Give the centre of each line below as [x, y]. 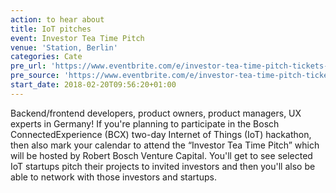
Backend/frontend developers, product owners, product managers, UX [156, 113]
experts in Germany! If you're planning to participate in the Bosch [145, 123]
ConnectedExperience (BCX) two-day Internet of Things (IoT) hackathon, [161, 134]
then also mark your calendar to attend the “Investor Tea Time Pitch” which [165, 145]
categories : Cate [46, 57]
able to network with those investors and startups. [113, 177]
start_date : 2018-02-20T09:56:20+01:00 [93, 85]
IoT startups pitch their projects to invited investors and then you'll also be [163, 166]
